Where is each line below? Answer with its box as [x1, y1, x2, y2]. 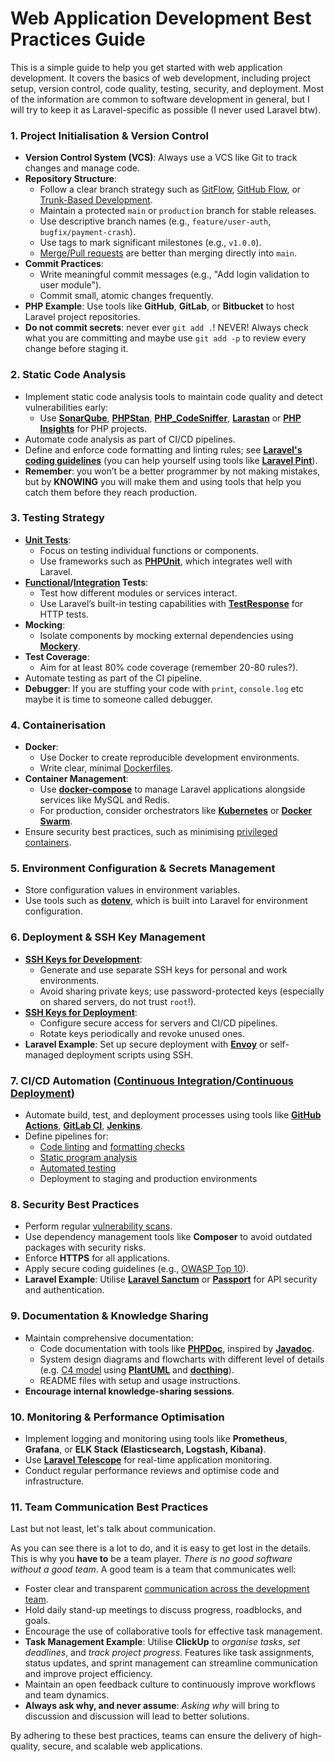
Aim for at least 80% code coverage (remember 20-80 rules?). [39, 661, 299, 673]
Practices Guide [10, 28, 146, 51]
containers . [24, 837, 72, 849]
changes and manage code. [24, 162, 141, 174]
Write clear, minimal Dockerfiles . [39, 762, 174, 774]
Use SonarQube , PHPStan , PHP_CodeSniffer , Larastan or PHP [39, 412, 302, 424]
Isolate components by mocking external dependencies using [39, 629, 294, 641]
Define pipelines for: [24, 1130, 109, 1142]
